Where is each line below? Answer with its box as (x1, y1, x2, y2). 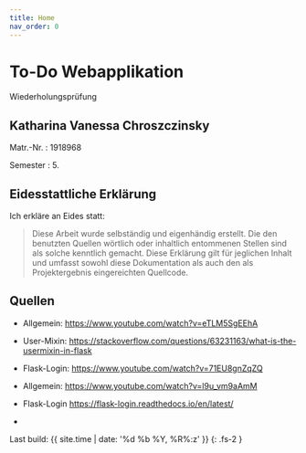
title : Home (9, 13, 55, 23)
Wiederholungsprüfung (9, 91, 98, 102)
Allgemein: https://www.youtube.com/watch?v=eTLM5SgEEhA (22, 317, 259, 329)
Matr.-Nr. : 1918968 (9, 142, 82, 153)
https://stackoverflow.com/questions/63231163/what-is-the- (69, 335, 297, 346)
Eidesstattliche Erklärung (9, 186, 157, 202)
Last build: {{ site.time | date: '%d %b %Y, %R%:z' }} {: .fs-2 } (9, 433, 243, 444)
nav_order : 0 (9, 22, 59, 31)
